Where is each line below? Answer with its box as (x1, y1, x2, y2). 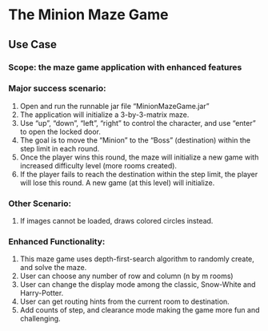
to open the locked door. (19, 127, 102, 136)
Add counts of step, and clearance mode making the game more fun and (19, 305, 260, 315)
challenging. (19, 314, 62, 324)
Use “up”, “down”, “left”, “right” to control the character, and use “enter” (19, 118, 256, 127)
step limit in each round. (19, 143, 100, 153)
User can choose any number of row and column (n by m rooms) (19, 271, 234, 281)
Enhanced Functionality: (8, 236, 106, 248)
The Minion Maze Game (8, 6, 169, 24)
